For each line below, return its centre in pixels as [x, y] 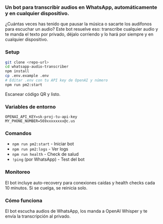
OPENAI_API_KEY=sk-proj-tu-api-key [41, 117]
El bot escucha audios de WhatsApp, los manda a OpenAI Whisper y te [76, 211]
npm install [17, 71]
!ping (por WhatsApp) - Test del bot [48, 159]
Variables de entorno [31, 107]
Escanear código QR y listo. [33, 94]
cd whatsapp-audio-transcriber [37, 67]
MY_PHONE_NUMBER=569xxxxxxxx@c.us [40, 121]
